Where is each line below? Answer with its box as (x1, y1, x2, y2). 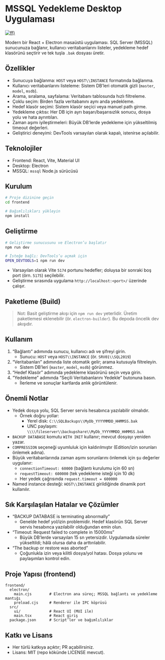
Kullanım (5, 335, 33, 344)
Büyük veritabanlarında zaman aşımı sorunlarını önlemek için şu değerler (12, 454, 160, 460)
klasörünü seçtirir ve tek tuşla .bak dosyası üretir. (5, 50, 105, 56)
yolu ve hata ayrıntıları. (12, 114, 59, 120)
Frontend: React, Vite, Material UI (12, 157, 80, 163)
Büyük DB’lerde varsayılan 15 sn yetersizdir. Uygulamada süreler (19, 534, 150, 540)
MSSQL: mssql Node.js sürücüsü (12, 168, 78, 174)
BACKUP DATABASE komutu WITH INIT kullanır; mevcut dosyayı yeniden (12, 434, 151, 440)
